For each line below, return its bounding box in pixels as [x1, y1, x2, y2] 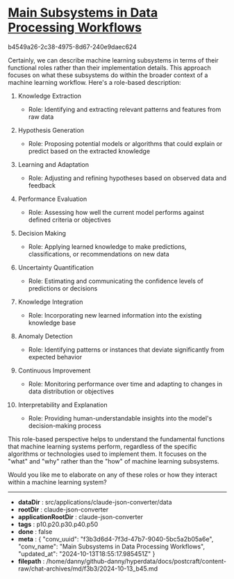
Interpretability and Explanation [17, 400, 108, 409]
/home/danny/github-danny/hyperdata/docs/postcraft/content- [46, 557, 227, 565]
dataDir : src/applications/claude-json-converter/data [17, 498, 172, 506]
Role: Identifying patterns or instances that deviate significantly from [28, 345, 225, 354]
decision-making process [28, 421, 101, 430]
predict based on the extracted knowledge [28, 147, 151, 155]
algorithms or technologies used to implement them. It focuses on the [8, 450, 207, 458]
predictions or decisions [28, 284, 98, 293]
